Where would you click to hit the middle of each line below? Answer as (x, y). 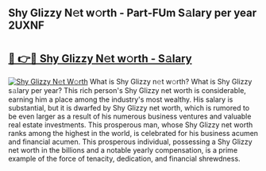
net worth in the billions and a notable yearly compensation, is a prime (123, 150)
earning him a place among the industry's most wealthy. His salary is (121, 99)
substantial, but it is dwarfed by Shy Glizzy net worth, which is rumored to (129, 108)
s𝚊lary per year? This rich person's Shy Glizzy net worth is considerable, (127, 90)
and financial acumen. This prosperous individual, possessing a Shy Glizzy (130, 142)
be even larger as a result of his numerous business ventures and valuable (130, 116)
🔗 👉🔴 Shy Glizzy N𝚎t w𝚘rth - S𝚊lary (100, 58)
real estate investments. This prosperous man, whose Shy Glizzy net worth (131, 125)
